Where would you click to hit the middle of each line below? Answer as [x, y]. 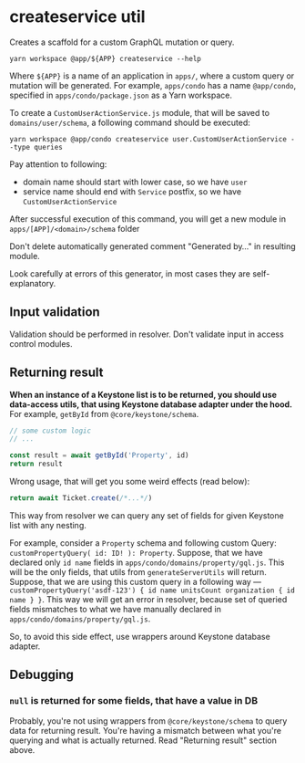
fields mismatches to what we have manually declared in [115, 609]
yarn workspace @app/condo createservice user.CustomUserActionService [148, 139]
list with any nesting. [48, 525]
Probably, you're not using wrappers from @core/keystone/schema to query [148, 721]
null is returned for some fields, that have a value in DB [133, 701]
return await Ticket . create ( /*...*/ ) [81, 498]
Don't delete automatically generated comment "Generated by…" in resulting [152, 246]
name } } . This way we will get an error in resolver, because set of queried [148, 599]
